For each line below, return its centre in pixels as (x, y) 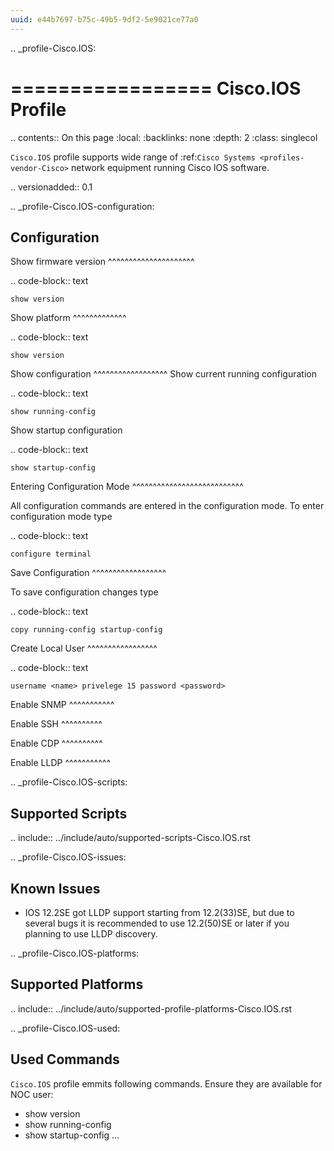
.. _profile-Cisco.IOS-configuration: (82, 206)
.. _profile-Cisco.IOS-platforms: (75, 953)
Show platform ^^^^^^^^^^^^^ (68, 318)
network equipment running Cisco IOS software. (170, 167)
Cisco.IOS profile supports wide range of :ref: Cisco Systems (133, 157)
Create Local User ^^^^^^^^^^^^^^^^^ (84, 648)
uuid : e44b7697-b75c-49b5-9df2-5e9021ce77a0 (104, 19)
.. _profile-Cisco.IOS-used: (65, 1028)
